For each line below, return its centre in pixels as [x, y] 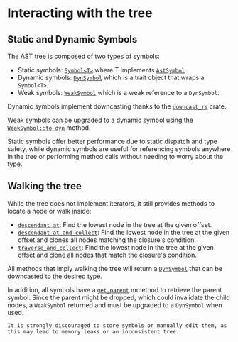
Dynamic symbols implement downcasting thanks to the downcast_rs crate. [117, 106]
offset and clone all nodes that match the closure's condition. [107, 255]
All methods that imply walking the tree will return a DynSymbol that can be [115, 268]
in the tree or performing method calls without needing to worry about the [115, 156]
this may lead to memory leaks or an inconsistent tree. [93, 331]
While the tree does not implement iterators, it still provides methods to [111, 203]
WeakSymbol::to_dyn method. [49, 128]
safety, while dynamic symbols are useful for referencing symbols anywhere [119, 149]
